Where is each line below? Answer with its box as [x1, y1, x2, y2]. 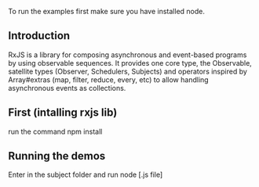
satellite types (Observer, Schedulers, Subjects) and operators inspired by [8, 67, 247, 76]
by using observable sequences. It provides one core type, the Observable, [8, 58, 253, 67]
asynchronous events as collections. [8, 83, 126, 92]
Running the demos [8, 149, 106, 163]
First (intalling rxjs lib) [8, 106, 118, 120]
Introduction [8, 29, 71, 42]
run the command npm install [8, 127, 103, 136]
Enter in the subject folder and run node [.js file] [8, 170, 163, 179]
